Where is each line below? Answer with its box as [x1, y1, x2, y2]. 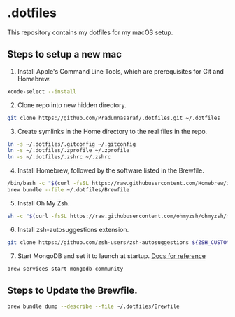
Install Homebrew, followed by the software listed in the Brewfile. [17, 166, 204, 175]
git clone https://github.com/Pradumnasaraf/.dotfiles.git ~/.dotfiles [7, 114, 220, 121]
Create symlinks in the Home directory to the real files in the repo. [17, 127, 208, 135]
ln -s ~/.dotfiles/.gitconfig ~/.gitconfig [7, 140, 136, 148]
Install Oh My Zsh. [17, 198, 70, 208]
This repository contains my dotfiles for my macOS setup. [7, 28, 173, 36]
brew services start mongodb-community [7, 265, 124, 272]
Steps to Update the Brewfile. [7, 284, 138, 296]
